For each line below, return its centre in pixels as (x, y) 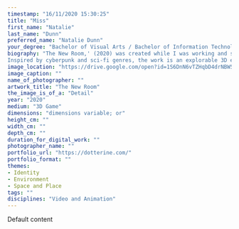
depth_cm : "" (27, 133)
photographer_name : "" (41, 147)
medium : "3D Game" (34, 107)
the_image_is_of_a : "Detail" (51, 93)
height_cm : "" (28, 119)
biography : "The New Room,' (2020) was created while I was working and (117, 54)
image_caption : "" (34, 73)
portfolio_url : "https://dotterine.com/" (70, 153)
